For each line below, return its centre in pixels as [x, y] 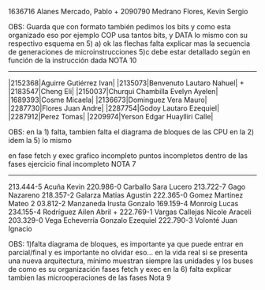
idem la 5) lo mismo [40, 140]
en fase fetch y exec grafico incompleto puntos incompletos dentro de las [128, 156]
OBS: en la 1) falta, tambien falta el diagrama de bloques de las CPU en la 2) [131, 132]
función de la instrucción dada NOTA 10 [73, 60]
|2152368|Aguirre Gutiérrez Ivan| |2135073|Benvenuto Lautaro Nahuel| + [126, 83]
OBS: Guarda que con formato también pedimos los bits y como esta [119, 26]
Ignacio [21, 229]
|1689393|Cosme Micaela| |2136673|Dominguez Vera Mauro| [108, 100]
